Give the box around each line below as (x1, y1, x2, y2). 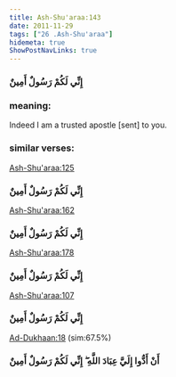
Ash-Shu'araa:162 (9, 204, 76, 215)
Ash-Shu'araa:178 (9, 247, 75, 258)
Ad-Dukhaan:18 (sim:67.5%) (9, 332, 112, 343)
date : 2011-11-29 (9, 21, 74, 30)
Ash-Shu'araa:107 (9, 290, 75, 300)
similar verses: (9, 142, 75, 154)
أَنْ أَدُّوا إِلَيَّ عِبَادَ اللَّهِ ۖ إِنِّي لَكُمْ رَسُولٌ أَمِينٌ (9, 354, 160, 366)
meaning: (9, 99, 52, 111)
